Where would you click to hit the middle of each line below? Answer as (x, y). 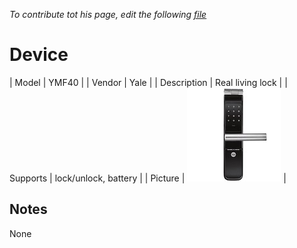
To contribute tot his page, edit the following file (108, 14)
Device (39, 55)
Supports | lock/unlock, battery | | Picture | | (148, 178)
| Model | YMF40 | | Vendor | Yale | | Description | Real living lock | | (148, 82)
